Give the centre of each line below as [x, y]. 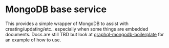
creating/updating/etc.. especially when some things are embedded [77, 29]
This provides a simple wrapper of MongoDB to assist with [67, 23]
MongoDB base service [56, 9]
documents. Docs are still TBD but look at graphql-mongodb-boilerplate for [85, 34]
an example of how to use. [33, 40]
